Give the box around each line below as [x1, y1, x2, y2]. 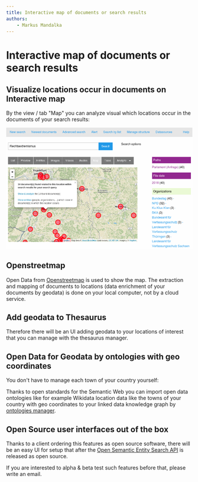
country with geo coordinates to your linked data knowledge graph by [6, 401, 176, 408]
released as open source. [6, 452, 68, 459]
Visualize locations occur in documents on [6, 84, 167, 94]
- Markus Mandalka [17, 22, 62, 28]
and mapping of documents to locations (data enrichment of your [6, 283, 165, 290]
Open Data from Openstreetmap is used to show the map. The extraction [6, 276, 184, 283]
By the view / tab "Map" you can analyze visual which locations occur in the [6, 110, 191, 117]
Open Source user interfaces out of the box [6, 424, 168, 435]
